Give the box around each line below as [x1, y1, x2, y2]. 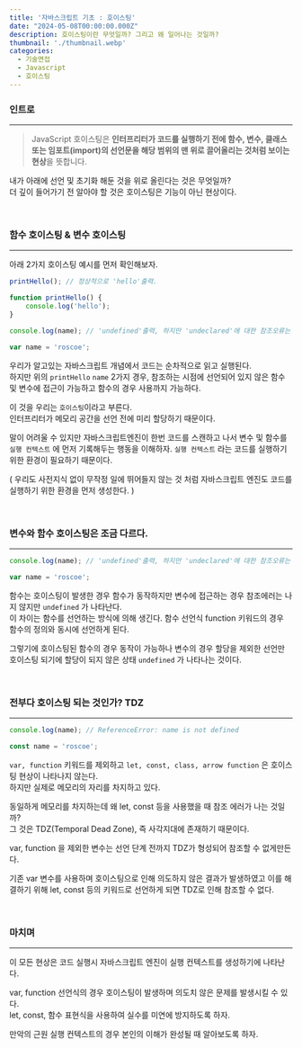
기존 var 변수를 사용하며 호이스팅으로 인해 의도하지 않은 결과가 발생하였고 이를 [9, 873, 283, 883]
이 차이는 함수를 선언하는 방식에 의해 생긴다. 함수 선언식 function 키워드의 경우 [9, 613, 285, 623]
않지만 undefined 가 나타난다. [18, 601, 123, 612]
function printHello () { [9, 293, 102, 302]
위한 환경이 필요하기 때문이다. [9, 454, 113, 465]
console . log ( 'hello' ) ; [25, 302, 111, 311]
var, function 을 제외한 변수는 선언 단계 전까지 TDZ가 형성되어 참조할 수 [9, 842, 261, 853]
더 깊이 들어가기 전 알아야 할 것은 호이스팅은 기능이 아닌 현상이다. [9, 186, 237, 198]
